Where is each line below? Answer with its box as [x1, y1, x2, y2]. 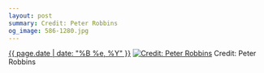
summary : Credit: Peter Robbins [8, 19, 118, 27]
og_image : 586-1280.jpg [8, 26, 89, 34]
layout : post [8, 11, 53, 20]
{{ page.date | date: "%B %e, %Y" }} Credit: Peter [8, 49, 257, 59]
